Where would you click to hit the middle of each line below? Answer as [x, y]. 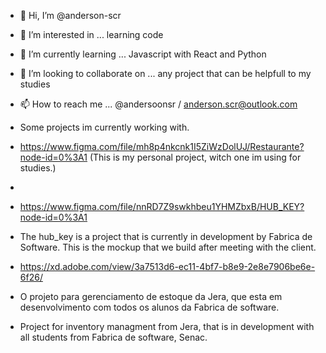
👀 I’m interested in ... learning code [91, 34]
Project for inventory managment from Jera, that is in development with [167, 326]
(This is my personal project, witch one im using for [195, 157]
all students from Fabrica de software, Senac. [113, 337]
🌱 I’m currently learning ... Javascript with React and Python [143, 54]
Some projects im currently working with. [104, 127]
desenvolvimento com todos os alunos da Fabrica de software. [149, 307]
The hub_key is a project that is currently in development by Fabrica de [166, 236]
